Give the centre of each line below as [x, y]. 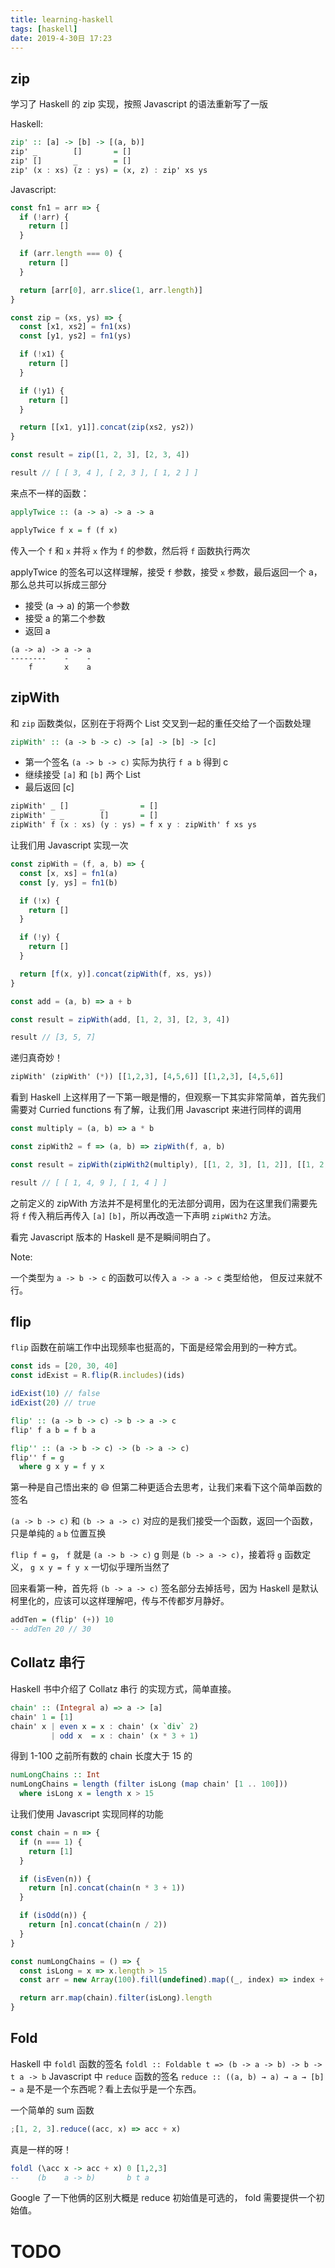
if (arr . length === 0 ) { [71, 254]
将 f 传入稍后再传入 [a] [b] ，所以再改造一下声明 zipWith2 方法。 [143, 1215]
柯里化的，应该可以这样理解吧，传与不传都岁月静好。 [120, 1601]
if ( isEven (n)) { [55, 1879]
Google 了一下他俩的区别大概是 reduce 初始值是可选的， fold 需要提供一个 [163, 2198]
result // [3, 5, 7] [53, 1037]
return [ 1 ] [51, 1851]
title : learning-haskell [62, 19]
